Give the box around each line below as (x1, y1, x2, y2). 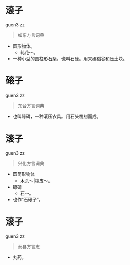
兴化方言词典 (17, 160, 44, 166)
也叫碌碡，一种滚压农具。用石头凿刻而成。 (12, 113, 101, 119)
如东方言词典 (17, 32, 44, 38)
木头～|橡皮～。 (20, 178, 53, 184)
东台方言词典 (17, 102, 44, 109)
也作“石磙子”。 (12, 196, 44, 202)
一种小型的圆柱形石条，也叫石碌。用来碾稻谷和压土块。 (12, 55, 127, 61)
